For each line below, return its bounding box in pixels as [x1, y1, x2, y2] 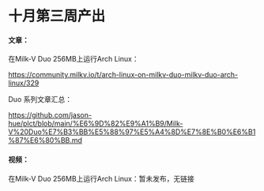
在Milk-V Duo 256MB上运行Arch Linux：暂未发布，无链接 [8, 174, 195, 183]
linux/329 [8, 78, 40, 88]
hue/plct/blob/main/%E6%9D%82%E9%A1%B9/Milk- [8, 119, 183, 129]
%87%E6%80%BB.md [8, 136, 83, 145]
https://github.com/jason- [8, 110, 92, 120]
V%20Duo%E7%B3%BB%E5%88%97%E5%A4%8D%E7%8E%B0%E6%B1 [8, 127, 256, 137]
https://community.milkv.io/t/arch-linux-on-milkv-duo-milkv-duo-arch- [8, 70, 239, 80]
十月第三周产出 [8, 7, 106, 25]
